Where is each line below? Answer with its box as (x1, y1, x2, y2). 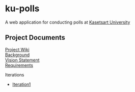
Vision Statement (5, 57, 40, 63)
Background (5, 52, 30, 58)
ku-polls (5, 3, 40, 14)
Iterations (5, 72, 25, 78)
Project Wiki (5, 46, 29, 52)
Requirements (5, 62, 33, 68)
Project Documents (5, 33, 65, 42)
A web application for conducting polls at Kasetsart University (5, 19, 131, 25)
